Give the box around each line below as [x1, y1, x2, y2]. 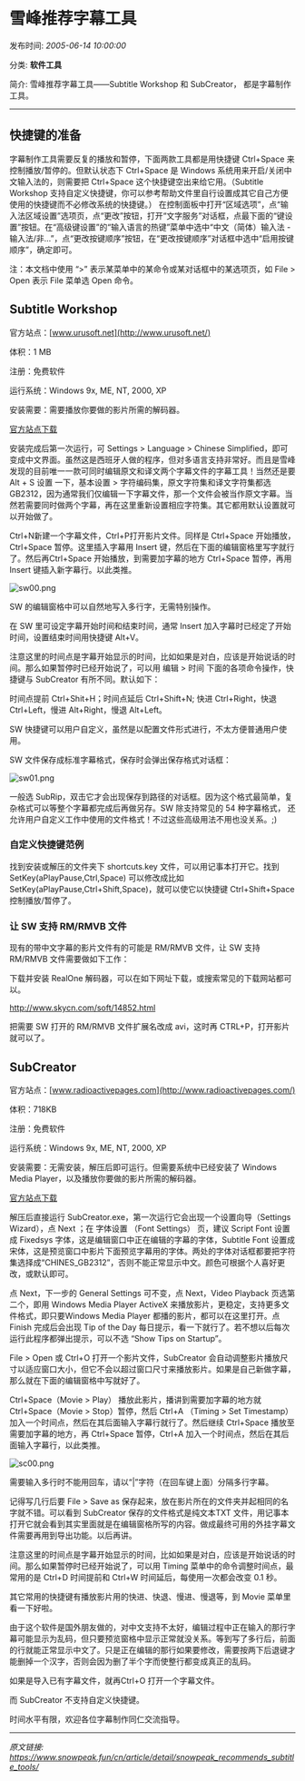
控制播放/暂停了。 [9, 895, 77, 906]
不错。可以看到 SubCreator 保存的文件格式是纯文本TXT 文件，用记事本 [25, 1507, 290, 1518]
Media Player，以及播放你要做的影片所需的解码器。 [9, 1173, 202, 1184]
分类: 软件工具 [9, 59, 62, 70]
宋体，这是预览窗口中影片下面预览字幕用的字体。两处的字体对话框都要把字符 [9, 1245, 296, 1256]
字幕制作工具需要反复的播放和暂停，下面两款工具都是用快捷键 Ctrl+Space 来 [9, 153, 295, 164]
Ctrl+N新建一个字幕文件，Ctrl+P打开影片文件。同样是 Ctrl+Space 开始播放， [9, 530, 296, 541]
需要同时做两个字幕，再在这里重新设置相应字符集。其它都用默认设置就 [25, 499, 288, 510]
